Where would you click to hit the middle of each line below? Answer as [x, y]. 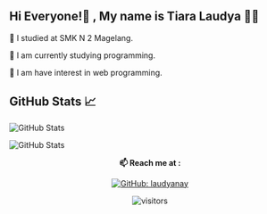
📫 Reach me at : [150, 162]
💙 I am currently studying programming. [83, 55]
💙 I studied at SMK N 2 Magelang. [71, 37]
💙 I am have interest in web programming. [86, 72]
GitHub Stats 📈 [53, 102]
